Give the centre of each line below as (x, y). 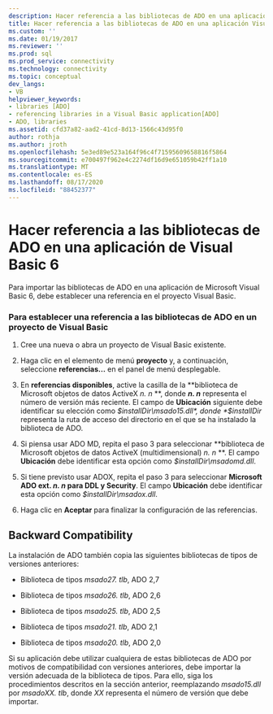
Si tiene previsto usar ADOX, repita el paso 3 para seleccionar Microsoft (141, 477)
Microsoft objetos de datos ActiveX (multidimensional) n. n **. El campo (140, 452)
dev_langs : (27, 84)
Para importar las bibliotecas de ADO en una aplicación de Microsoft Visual (134, 287)
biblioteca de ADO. (52, 428)
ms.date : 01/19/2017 (43, 39)
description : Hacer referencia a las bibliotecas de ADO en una (119, 16)
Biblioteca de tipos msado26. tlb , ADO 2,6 (90, 595)
